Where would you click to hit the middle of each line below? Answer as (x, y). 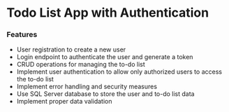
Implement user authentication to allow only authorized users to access (119, 72)
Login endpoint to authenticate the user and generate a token (105, 57)
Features (22, 35)
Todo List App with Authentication (108, 13)
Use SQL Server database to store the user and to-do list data (105, 94)
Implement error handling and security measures (87, 87)
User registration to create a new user (71, 49)
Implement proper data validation (64, 102)
